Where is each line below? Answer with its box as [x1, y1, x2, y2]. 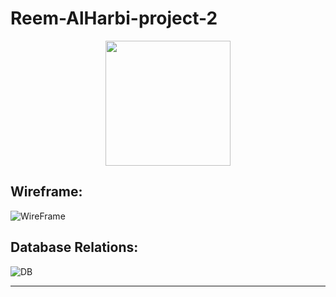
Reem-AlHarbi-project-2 [10, 7, 218, 30]
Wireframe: [10, 183, 83, 201]
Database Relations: [10, 239, 139, 256]
